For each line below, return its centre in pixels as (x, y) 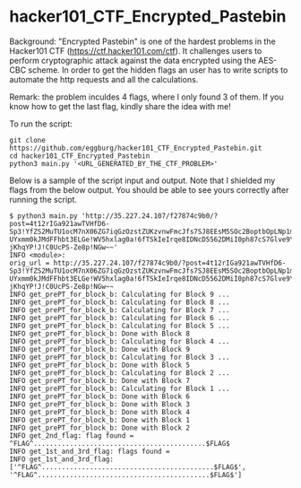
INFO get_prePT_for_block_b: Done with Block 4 (100, 412)
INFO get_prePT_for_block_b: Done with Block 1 (100, 420)
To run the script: (41, 124)
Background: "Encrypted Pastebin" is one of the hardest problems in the (142, 41)
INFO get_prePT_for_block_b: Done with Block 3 (100, 404)
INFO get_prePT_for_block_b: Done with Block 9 (100, 349)
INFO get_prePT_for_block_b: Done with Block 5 (100, 365)
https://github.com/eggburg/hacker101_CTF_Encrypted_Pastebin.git (136, 148)
